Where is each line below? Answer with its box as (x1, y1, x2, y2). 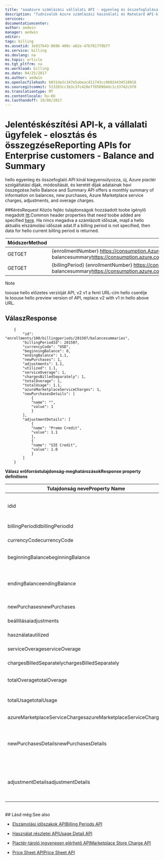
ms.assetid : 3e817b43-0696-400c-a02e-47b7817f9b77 (5, 43, 110, 48)
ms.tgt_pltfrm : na (5, 62, 42, 66)
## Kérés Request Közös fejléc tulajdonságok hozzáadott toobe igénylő (5, 207, 146, 213)
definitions (5, 473, 28, 479)
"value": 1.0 (31, 447, 58, 452)
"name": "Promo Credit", (31, 426, 82, 430)
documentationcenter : (5, 21, 49, 26)
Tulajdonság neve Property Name (46, 485, 125, 492)
